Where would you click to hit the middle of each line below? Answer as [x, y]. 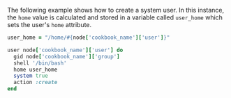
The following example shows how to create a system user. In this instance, [116, 10]
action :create [36, 83]
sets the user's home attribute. [50, 25]
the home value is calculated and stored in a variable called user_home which [115, 17]
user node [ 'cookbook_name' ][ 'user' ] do [65, 50]
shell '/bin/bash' [40, 63]
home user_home [36, 70]
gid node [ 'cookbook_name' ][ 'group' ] [67, 56]
